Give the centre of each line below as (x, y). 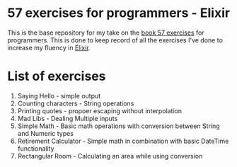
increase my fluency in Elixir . (49, 47)
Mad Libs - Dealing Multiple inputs (68, 118)
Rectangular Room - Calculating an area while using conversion (110, 156)
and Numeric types (46, 133)
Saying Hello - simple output (59, 96)
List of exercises (57, 76)
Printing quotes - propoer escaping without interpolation (100, 110)
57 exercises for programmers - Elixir (119, 13)
